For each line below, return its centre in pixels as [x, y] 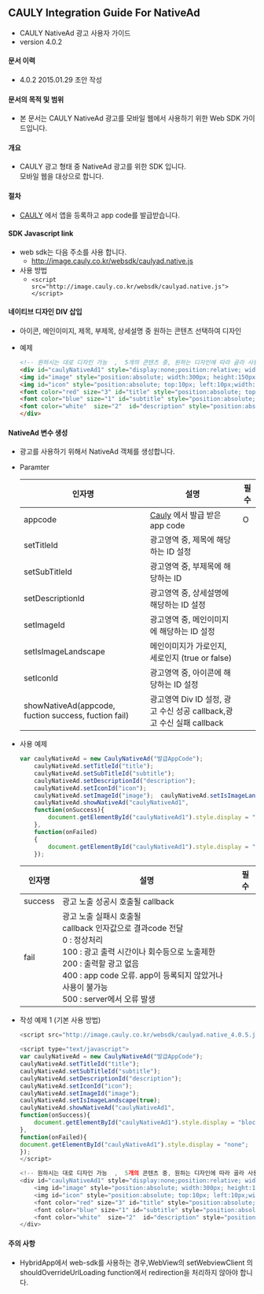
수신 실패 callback [191, 723]
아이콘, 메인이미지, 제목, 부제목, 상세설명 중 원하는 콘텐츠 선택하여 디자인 [130, 331]
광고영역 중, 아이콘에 [186, 673]
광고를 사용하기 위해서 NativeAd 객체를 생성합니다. [97, 451]
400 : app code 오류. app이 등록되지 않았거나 [143, 976]
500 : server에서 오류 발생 [109, 999]
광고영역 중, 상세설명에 [189, 593]
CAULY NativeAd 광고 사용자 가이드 [75, 33]
